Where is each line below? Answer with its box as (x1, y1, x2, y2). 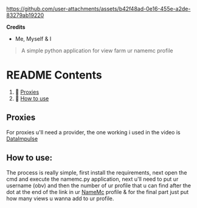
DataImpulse (6, 135, 38, 142)
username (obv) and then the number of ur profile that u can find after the (6, 182, 192, 189)
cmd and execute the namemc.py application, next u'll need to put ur (6, 175, 179, 182)
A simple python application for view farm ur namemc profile (21, 47, 173, 54)
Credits (6, 24, 26, 30)
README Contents (6, 68, 102, 82)
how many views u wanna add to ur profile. (6, 195, 114, 202)
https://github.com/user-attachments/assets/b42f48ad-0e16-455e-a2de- (6, 5, 191, 12)
